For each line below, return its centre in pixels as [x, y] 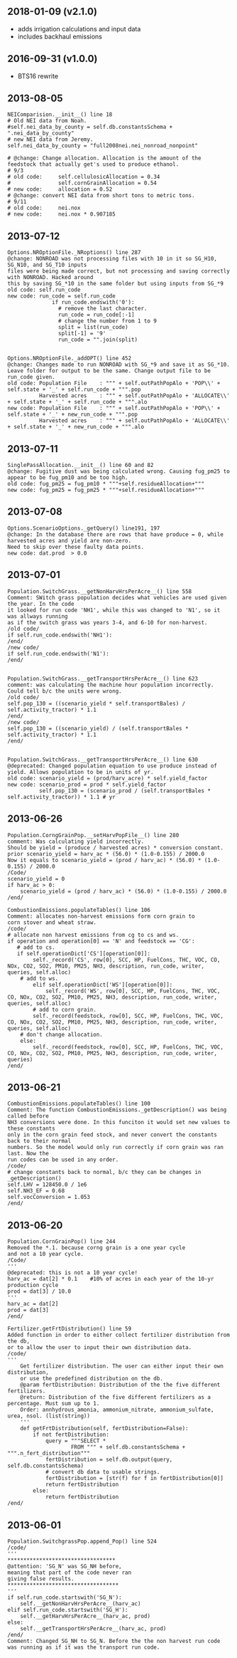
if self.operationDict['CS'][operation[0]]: [84, 953]
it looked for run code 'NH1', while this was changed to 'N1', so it [114, 610]
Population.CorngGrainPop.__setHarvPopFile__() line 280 [93, 835]
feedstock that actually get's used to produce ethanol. [93, 164]
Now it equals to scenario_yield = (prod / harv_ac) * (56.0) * [104, 860]
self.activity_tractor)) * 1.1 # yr [61, 797]
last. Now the [28, 1154]
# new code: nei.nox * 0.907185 [61, 214]
